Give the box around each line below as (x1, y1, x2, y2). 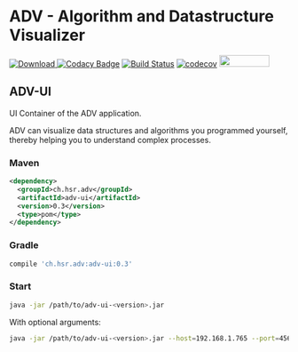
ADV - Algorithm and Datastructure (9, 6, 275, 27)
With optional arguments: (9, 316, 102, 327)
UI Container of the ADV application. (9, 108, 142, 118)
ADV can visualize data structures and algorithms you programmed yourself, (9, 124, 288, 135)
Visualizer (9, 25, 86, 45)
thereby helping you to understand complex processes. (9, 134, 211, 145)
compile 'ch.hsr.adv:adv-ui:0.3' (9, 260, 133, 268)
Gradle (9, 239, 39, 252)
